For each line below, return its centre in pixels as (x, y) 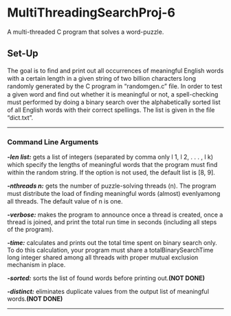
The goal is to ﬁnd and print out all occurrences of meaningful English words (115, 70)
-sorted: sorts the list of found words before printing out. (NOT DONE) (106, 278)
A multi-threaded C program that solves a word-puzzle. (86, 32)
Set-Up (23, 53)
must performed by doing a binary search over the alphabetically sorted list (114, 102)
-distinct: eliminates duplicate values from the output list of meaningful (108, 292)
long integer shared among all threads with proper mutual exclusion (103, 257)
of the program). (30, 230)
